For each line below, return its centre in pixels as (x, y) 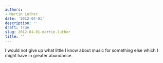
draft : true (17, 28)
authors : (14, 9)
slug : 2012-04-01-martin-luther (38, 32)
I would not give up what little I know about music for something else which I (81, 50)
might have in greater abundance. (39, 55)
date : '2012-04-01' (25, 18)
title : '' (15, 37)
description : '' (21, 23)
